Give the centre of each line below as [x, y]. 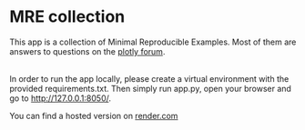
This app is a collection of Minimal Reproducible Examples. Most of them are [153, 42]
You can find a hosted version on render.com [94, 115]
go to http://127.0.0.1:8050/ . [61, 98]
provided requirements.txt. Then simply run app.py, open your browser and [150, 88]
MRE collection [67, 17]
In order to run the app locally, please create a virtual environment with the [149, 78]
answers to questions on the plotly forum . [87, 51]
